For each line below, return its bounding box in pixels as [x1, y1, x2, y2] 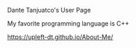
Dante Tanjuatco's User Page [7, 6, 91, 14]
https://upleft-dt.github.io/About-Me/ [7, 33, 114, 41]
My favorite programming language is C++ [7, 19, 130, 27]
